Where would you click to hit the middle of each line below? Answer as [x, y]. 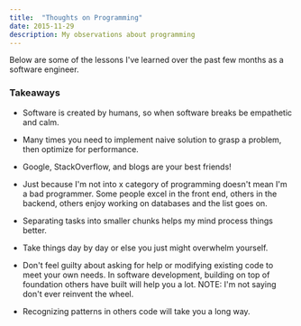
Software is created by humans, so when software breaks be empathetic [157, 113]
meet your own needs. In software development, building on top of [146, 275]
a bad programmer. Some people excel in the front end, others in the [150, 194]
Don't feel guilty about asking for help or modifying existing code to [148, 265]
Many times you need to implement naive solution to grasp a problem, [152, 140]
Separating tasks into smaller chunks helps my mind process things [147, 221]
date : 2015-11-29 [42, 26]
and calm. [41, 122]
